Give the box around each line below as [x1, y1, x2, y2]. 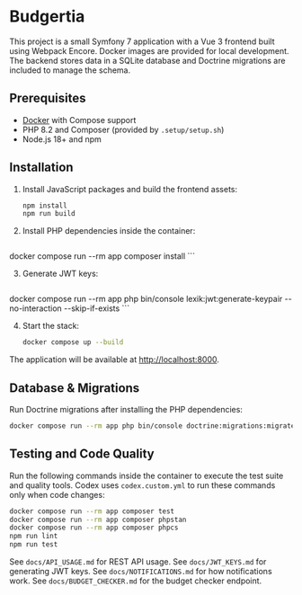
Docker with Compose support [22, 114, 137, 125]
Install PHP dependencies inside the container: [22, 226, 196, 236]
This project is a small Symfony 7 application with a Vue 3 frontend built [9, 36, 275, 47]
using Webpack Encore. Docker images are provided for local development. [9, 45, 289, 56]
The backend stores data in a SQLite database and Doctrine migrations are [9, 55, 286, 66]
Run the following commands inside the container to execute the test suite [9, 470, 284, 481]
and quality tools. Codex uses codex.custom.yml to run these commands [9, 479, 276, 491]
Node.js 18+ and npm [22, 133, 102, 145]
